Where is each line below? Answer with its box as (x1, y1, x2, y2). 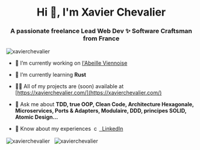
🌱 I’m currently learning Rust (14, 71, 86, 79)
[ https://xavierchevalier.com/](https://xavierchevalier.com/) (14, 89, 162, 97)
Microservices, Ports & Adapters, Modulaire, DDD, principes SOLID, (14, 107, 187, 115)
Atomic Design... (14, 113, 58, 121)
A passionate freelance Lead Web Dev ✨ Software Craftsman (10, 27, 193, 35)
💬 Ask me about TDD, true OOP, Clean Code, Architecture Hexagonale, (14, 101, 194, 108)
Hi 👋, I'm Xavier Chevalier (36, 5, 166, 19)
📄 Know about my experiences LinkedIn (14, 125, 123, 133)
